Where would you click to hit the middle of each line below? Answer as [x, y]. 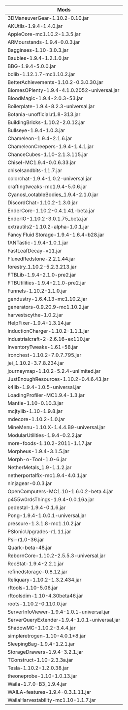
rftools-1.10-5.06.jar [33, 588]
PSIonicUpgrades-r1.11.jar [39, 532]
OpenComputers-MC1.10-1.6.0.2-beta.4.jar [60, 492]
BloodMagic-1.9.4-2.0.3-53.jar [45, 98]
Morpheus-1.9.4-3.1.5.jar [39, 451]
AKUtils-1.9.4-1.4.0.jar [35, 26]
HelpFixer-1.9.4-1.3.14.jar [39, 323]
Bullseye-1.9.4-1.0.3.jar [36, 130]
